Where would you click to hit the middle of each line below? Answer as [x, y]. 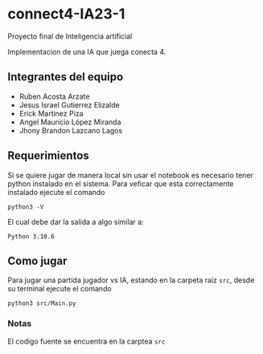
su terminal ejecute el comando [60, 289]
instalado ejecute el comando [56, 192]
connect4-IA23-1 [66, 14]
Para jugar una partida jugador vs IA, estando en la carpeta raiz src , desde [131, 280]
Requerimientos [48, 156]
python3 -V [26, 207]
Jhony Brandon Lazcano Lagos [71, 130]
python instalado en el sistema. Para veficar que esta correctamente [121, 183]
